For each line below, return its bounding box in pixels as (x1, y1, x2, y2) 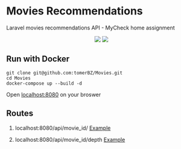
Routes (6, 108, 34, 118)
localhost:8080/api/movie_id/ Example (14, 124, 111, 132)
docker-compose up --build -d (6, 80, 83, 87)
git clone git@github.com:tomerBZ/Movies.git (6, 70, 122, 76)
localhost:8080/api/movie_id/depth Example (14, 136, 125, 143)
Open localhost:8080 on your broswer (6, 91, 101, 98)
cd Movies (6, 75, 31, 81)
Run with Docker (6, 54, 70, 64)
